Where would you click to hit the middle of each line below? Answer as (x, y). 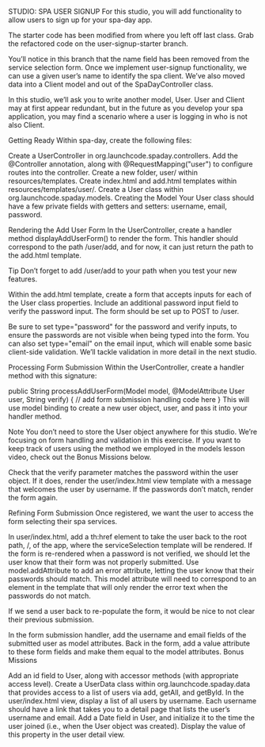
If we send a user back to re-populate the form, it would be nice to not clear (132, 611)
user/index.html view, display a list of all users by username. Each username (132, 701)
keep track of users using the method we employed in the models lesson (127, 448)
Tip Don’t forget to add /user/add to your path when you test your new (123, 270)
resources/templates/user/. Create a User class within (96, 189)
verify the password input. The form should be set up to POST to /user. (124, 311)
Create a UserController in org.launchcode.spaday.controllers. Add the (123, 155)
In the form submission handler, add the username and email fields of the (127, 635)
